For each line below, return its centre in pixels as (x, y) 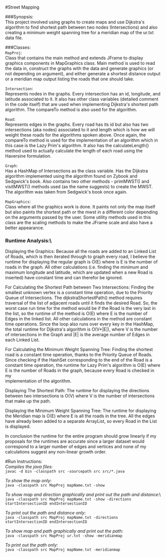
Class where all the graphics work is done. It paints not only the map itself (80, 207)
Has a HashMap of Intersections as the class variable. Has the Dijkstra (77, 171)
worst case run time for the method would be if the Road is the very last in (81, 308)
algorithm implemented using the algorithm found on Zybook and (71, 176)
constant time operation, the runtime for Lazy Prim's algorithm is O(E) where (83, 365)
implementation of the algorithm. (38, 381)
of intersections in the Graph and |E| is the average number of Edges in (77, 335)
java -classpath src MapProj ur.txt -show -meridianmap (64, 536)
